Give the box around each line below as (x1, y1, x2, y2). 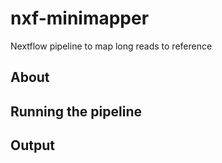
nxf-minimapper (10, 7, 150, 30)
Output (10, 137, 55, 154)
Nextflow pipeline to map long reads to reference (10, 40, 213, 52)
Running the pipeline (10, 103, 142, 120)
